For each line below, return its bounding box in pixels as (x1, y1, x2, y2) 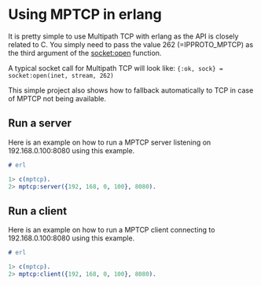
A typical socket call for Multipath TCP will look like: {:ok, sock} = (8, 63, 223, 72)
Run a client (8, 204, 68, 218)
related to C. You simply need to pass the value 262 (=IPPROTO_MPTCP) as (8, 39, 254, 49)
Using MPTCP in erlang (8, 5, 163, 24)
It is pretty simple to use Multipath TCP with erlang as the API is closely (8, 31, 239, 41)
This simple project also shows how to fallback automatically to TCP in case (8, 85, 254, 95)
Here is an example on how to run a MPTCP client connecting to (8, 225, 215, 235)
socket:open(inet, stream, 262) (8, 71, 114, 79)
